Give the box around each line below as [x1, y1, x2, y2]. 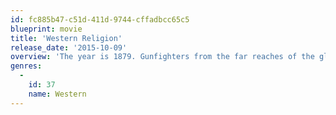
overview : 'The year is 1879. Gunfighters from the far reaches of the [10, 52, 315, 62]
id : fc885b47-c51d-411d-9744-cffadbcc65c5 [10, 14, 190, 25]
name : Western [28, 89, 87, 99]
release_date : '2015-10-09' [10, 42, 128, 53]
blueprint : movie [10, 24, 83, 34]
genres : [10, 61, 43, 71]
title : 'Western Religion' [10, 33, 123, 43]
